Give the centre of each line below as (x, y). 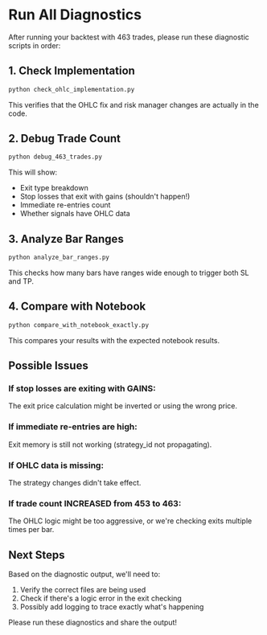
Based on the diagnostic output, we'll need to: (84, 574)
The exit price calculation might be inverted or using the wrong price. (123, 406)
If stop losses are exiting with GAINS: (82, 389)
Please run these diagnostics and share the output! (92, 623)
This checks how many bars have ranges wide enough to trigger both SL (129, 272)
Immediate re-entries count (65, 205)
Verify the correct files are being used (83, 590)
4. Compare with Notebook (77, 307)
